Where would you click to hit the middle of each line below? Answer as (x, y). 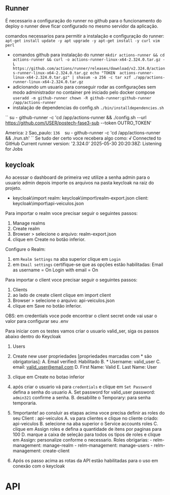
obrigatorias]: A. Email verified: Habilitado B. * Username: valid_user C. (87, 362)
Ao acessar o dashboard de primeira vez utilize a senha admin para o (78, 177)
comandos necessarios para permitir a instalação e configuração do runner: (85, 36)
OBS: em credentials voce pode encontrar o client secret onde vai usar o (81, 316)
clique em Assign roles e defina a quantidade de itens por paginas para (87, 429)
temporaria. (25, 403)
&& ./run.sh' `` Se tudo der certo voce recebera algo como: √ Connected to (83, 138)
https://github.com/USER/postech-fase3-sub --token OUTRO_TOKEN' (78, 123)
